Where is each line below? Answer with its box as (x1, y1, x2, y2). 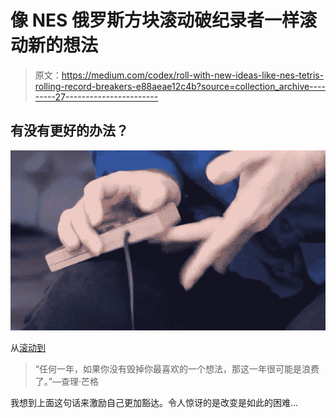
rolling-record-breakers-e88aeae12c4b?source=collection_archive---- (34, 80, 326, 92)
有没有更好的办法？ (10, 122, 129, 140)
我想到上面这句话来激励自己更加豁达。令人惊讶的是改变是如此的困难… (10, 396, 299, 408)
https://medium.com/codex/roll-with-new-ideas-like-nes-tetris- (61, 69, 325, 81)
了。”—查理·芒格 (34, 375, 99, 387)
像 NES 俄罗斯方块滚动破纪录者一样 (10, 9, 300, 32)
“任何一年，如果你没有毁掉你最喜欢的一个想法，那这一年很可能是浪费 (34, 362, 320, 375)
